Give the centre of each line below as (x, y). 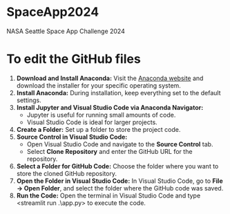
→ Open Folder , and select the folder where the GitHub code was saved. (120, 188)
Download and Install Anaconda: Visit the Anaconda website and (110, 78)
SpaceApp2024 (53, 12)
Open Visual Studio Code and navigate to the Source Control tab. (120, 144)
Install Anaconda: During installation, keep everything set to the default (118, 93)
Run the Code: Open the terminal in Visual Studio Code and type (108, 195)
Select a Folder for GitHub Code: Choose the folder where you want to (117, 166)
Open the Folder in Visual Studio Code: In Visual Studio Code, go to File (119, 181)
